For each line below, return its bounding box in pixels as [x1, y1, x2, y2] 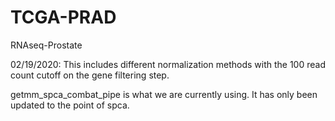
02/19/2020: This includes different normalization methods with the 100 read [10, 58, 326, 70]
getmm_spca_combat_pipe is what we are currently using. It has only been [10, 88, 318, 100]
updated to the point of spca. [10, 99, 130, 111]
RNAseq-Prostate [10, 39, 83, 51]
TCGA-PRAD [10, 6, 117, 29]
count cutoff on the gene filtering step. [10, 69, 170, 81]
